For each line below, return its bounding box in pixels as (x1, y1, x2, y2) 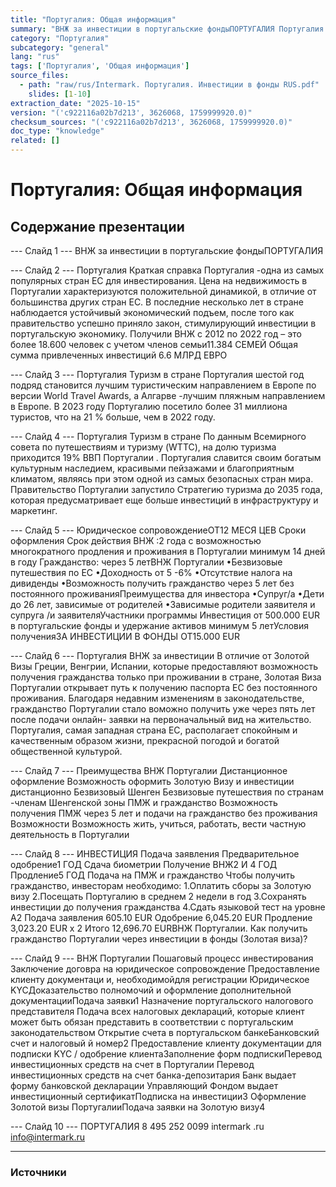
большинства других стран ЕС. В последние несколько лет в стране (10, 296, 304, 308)
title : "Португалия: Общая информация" (10, 14, 177, 25)
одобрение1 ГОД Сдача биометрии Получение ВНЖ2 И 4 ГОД (10, 859, 278, 870)
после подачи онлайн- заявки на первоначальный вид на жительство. (10, 714, 312, 725)
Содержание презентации (10, 218, 185, 235)
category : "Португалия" (10, 33, 110, 43)
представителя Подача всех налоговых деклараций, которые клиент (10, 1006, 305, 1017)
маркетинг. (10, 505, 58, 516)
